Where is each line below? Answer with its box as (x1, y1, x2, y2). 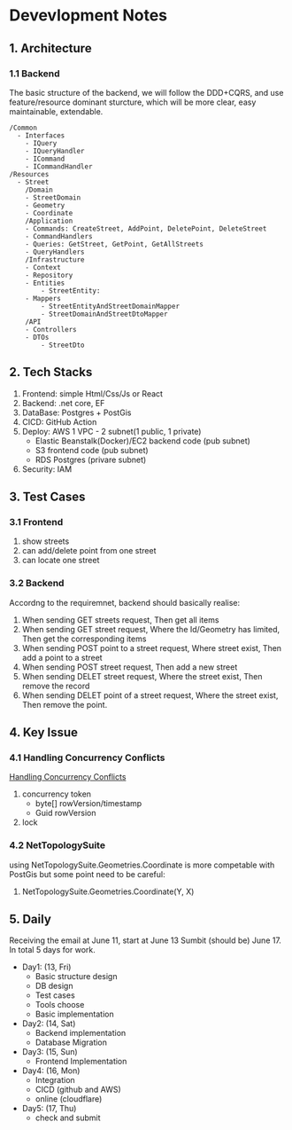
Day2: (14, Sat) (21, 1018, 76, 1029)
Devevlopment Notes (9, 5, 168, 26)
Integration (35, 1075, 75, 1086)
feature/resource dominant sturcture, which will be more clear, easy (9, 97, 257, 107)
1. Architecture (9, 41, 92, 56)
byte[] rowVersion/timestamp (35, 798, 142, 809)
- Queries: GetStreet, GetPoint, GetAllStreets (25, 239, 204, 248)
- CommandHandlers (25, 231, 93, 240)
